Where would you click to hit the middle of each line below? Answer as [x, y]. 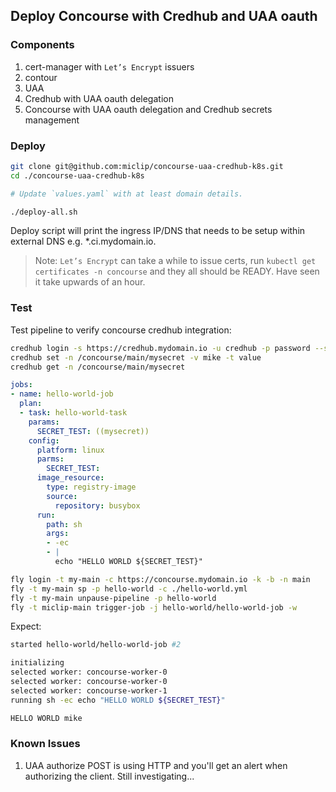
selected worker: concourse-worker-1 [89, 690]
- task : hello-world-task [73, 413]
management [52, 120]
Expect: [26, 626]
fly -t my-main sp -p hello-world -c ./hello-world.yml [129, 589]
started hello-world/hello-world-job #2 [96, 645]
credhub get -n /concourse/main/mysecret [98, 367]
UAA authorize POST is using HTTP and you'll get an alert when [156, 765]
